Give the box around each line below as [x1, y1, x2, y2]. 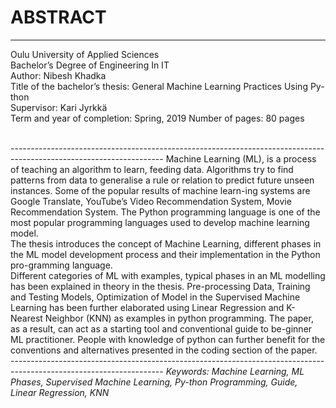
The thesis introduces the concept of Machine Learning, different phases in [10, 237, 322, 250]
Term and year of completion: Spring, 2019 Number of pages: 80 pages [10, 112, 305, 124]
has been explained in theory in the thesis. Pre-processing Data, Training [10, 280, 311, 292]
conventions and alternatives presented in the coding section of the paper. [10, 344, 318, 356]
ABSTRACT [10, 6, 107, 29]
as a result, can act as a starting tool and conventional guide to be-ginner [10, 322, 313, 335]
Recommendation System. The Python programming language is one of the [10, 206, 321, 218]
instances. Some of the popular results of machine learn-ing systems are [10, 184, 311, 196]
